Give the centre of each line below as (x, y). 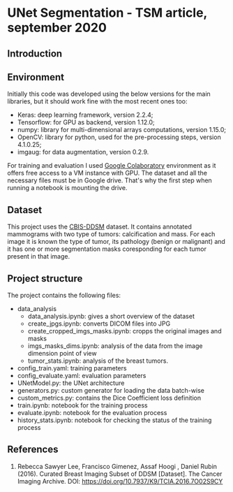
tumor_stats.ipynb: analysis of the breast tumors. (98, 361)
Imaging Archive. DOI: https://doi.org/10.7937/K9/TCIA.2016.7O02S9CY (120, 481)
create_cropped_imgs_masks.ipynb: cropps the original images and (125, 331)
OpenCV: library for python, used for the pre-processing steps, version (119, 137)
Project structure (45, 278)
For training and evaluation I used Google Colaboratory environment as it (112, 166)
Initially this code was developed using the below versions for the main (109, 94)
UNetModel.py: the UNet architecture (71, 383)
